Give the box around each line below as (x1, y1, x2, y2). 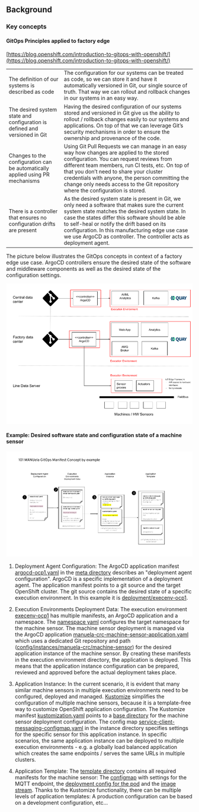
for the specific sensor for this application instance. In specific (14, 731, 168, 738)
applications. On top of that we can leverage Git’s (64, 122, 184, 129)
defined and (8, 125, 38, 132)
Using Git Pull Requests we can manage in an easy (64, 143, 187, 150)
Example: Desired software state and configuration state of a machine (6, 432, 182, 439)
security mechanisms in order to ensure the (64, 128, 170, 135)
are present (8, 227, 37, 234)
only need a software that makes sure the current (64, 201, 184, 208)
